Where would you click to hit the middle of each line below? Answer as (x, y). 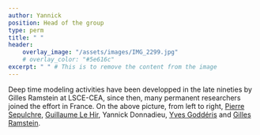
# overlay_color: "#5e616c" (68, 60)
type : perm (26, 30)
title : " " (26, 37)
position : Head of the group (56, 23)
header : (21, 45)
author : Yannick (35, 15)
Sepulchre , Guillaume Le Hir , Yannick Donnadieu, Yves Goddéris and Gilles (130, 114)
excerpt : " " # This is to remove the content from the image (113, 67)
